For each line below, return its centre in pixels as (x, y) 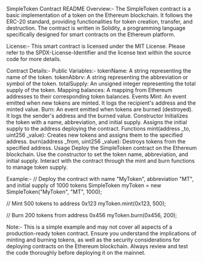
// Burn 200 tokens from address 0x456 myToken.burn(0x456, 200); (92, 215)
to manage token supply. (37, 167)
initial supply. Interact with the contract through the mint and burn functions (101, 161)
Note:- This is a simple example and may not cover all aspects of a (89, 227)
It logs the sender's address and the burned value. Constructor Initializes (97, 116)
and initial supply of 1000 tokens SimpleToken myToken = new (84, 185)
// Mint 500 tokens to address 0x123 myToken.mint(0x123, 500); (86, 203)
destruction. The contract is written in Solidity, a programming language (96, 28)
